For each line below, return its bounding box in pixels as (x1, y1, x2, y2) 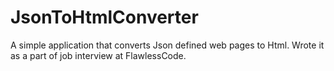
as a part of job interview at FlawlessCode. (10, 49, 187, 61)
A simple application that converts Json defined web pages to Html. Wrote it (10, 39, 325, 51)
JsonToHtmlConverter (10, 6, 199, 29)
